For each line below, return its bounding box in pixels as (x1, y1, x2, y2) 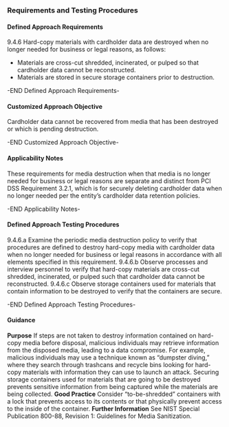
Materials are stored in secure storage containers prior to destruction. (17, 73, 215, 81)
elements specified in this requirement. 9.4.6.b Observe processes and (7, 258, 208, 266)
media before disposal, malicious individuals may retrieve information (23, 338, 219, 346)
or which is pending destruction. (7, 125, 99, 133)
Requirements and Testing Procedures (7, 6, 139, 15)
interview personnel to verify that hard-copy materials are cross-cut (7, 264, 199, 273)
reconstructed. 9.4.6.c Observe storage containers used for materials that (7, 280, 217, 288)
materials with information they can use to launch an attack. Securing (23, 368, 219, 376)
